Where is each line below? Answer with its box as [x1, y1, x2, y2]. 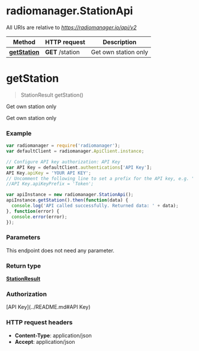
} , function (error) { [6, 208, 60, 214]
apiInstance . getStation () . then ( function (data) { [6, 197, 129, 203]
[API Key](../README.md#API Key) [6, 303, 91, 311]
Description [102, 37, 137, 46]
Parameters [6, 233, 40, 242]
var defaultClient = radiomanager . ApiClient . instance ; [6, 148, 145, 154]
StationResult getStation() [20, 91, 84, 99]
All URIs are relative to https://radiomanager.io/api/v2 [6, 24, 137, 31]
